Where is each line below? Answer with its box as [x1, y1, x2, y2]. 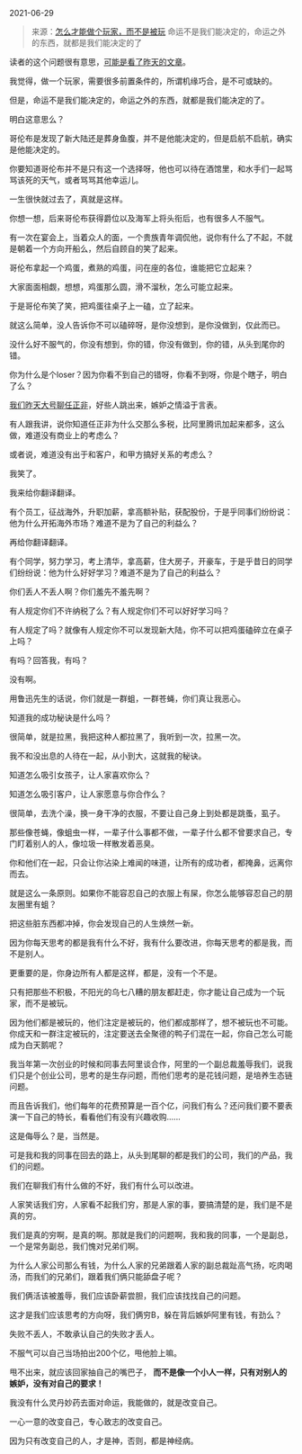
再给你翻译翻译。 [9, 537, 73, 547]
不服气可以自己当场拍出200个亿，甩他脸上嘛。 [9, 1348, 182, 1358]
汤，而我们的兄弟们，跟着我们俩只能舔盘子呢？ [9, 1271, 182, 1281]
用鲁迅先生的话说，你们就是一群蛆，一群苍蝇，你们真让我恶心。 [9, 693, 245, 704]
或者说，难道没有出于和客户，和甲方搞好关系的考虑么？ [9, 449, 214, 460]
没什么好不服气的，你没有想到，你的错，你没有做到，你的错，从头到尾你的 [9, 339, 285, 349]
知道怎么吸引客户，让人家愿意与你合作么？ [9, 789, 167, 799]
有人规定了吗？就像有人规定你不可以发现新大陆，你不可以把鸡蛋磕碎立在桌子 [9, 624, 293, 635]
